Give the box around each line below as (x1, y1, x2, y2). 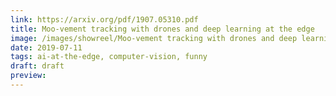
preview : (10, 71, 47, 81)
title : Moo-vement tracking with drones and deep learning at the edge (10, 24, 315, 34)
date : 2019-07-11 (10, 42, 83, 53)
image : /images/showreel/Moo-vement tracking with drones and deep (10, 33, 298, 43)
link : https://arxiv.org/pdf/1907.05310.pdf (10, 14, 199, 25)
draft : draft (10, 61, 65, 71)
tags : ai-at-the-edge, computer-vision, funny (10, 52, 208, 62)
